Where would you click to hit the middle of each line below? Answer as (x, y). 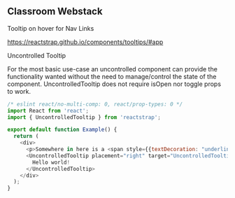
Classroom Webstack (55, 12)
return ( (26, 136)
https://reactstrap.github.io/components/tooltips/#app (85, 42)
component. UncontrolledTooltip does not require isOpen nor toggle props (114, 84)
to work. (19, 91)
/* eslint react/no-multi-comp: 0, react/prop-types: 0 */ (95, 104)
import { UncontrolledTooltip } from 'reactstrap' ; (84, 117)
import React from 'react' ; (48, 111)
